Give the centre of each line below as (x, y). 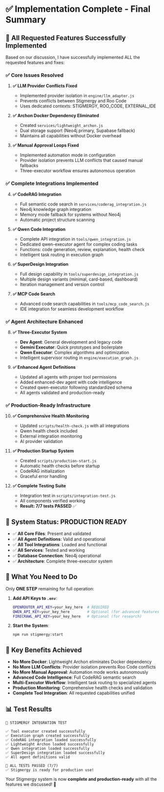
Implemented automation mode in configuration (68, 155)
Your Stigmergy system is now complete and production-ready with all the (81, 779)
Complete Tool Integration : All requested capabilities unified (74, 693)
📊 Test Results (29, 709)
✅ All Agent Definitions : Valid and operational (59, 539)
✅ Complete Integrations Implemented (52, 183)
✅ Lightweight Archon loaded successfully (50, 744)
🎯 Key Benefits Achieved (44, 650)
